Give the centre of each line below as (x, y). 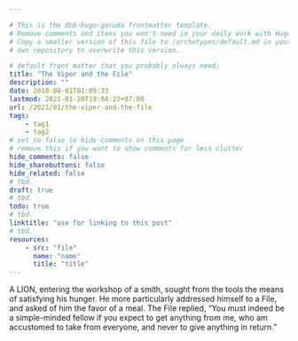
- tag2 (37, 132)
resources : (29, 239)
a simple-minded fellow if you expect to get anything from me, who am (138, 318)
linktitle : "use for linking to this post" (91, 223)
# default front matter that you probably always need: (114, 66)
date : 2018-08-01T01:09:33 (59, 91)
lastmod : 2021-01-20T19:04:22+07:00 (77, 99)
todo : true (29, 206)
